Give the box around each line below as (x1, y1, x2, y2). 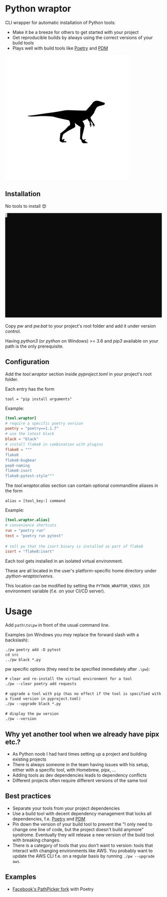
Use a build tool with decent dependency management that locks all (12, 810, 152, 817)
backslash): (5, 637, 29, 643)
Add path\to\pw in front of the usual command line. (5, 622, 110, 628)
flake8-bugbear (5, 457, 37, 462)
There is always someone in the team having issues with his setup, (12, 762, 149, 768)
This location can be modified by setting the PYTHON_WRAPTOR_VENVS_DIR (5, 583, 150, 589)
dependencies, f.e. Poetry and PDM (12, 816, 85, 822)
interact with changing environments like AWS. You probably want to (12, 848, 153, 854)
